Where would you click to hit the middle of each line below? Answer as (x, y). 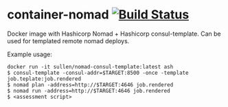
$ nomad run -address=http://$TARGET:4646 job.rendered (89, 91)
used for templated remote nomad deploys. (68, 40)
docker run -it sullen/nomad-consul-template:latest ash (90, 67)
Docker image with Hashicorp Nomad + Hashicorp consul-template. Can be (114, 34)
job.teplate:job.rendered (44, 79)
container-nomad (58, 15)
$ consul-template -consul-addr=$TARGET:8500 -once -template (98, 73)
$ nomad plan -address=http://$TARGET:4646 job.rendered (90, 85)
